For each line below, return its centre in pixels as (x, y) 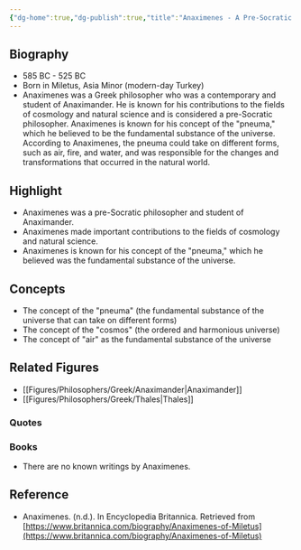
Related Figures (54, 368)
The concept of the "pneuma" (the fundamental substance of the (143, 311)
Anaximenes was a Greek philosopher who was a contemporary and (149, 95)
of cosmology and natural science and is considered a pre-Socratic (147, 115)
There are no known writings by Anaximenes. (106, 467)
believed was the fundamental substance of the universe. (129, 261)
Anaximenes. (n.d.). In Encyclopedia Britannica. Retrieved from (138, 517)
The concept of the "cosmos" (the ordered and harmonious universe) (151, 330)
